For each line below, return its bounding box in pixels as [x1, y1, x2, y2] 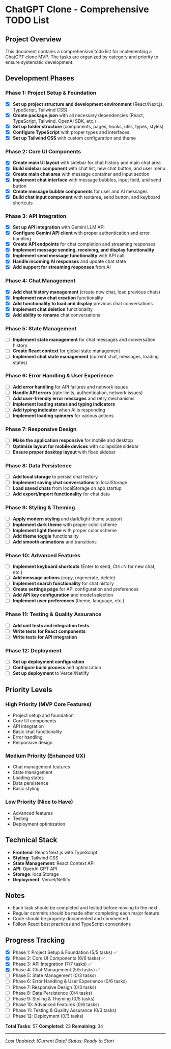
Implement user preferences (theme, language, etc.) [12, 598, 125, 604]
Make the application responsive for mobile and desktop [12, 437, 133, 443]
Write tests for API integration [12, 634, 77, 640]
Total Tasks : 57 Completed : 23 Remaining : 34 [5, 1023, 103, 1029]
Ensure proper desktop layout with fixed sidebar [12, 449, 116, 455]
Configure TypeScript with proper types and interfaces [12, 129, 130, 135]
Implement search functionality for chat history [12, 580, 115, 586]
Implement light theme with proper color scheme [12, 527, 117, 533]
